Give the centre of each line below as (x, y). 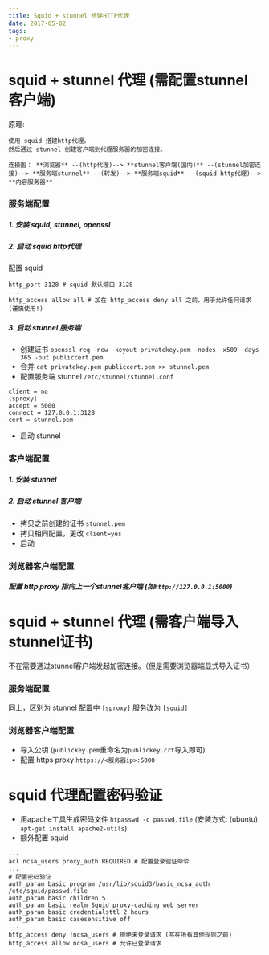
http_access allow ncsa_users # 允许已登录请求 (85, 943)
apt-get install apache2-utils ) (73, 828)
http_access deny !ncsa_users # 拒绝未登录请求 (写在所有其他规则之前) (120, 935)
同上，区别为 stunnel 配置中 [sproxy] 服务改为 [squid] (98, 707)
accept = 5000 (32, 406)
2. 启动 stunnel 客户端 (45, 501)
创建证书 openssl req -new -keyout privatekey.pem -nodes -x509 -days (139, 350)
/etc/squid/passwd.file (48, 891)
